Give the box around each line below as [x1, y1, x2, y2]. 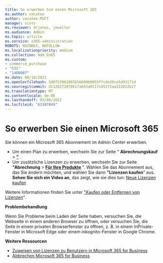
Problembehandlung [5, 204, 48, 209]
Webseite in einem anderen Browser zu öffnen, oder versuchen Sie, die [5, 218, 148, 224]
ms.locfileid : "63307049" [5, 102, 57, 107]
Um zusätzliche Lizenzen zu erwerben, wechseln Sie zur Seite [12, 159, 137, 165]
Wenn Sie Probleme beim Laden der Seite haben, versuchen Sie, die [5, 213, 142, 219]
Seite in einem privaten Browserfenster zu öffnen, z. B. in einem [5, 224, 133, 229]
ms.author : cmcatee [5, 12, 45, 17]
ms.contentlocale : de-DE [5, 93, 55, 98]
